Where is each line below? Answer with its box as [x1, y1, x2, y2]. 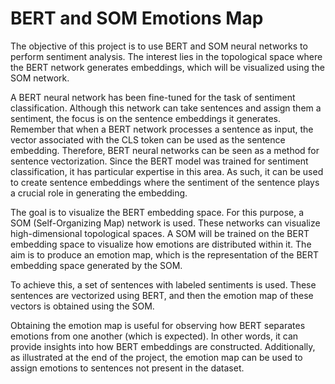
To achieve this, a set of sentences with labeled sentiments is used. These [10, 278, 317, 291]
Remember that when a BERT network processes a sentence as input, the [10, 123, 314, 135]
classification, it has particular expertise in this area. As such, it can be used [10, 165, 324, 177]
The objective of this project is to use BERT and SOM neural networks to [10, 40, 308, 52]
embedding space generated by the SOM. [10, 259, 183, 271]
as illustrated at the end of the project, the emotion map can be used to [10, 351, 303, 363]
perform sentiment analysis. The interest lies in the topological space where [10, 50, 323, 62]
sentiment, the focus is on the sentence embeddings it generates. [10, 112, 281, 124]
